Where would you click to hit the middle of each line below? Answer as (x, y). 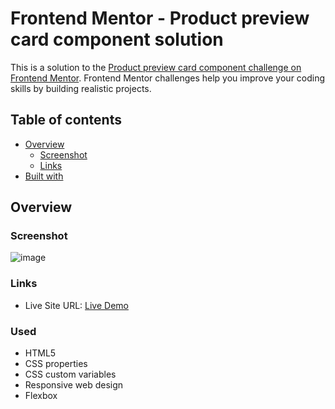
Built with (44, 176)
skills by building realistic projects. (81, 88)
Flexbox (41, 396)
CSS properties (56, 364)
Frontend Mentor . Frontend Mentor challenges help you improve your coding (168, 78)
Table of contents (66, 120)
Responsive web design (74, 385)
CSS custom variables (70, 374)
